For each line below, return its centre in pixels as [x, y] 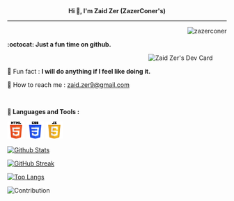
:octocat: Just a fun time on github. [59, 44]
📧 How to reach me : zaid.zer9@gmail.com [69, 85]
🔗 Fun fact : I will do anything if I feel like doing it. [79, 71]
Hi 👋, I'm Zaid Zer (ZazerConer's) [117, 11]
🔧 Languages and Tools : [44, 112]
